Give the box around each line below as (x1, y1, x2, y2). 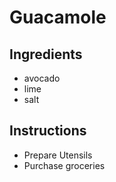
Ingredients (9, 46, 83, 63)
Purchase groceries (23, 159, 106, 171)
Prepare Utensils (23, 149, 93, 161)
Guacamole (9, 6, 107, 29)
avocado (23, 72, 61, 84)
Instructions (9, 122, 87, 140)
